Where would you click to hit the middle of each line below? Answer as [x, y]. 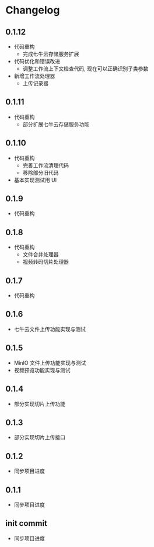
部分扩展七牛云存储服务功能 [56, 124]
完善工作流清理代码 [46, 165]
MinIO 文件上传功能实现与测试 [50, 363]
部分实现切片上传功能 [39, 404]
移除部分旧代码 [41, 172]
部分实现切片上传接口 [39, 437]
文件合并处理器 [41, 254]
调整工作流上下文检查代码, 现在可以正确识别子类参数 [85, 69]
